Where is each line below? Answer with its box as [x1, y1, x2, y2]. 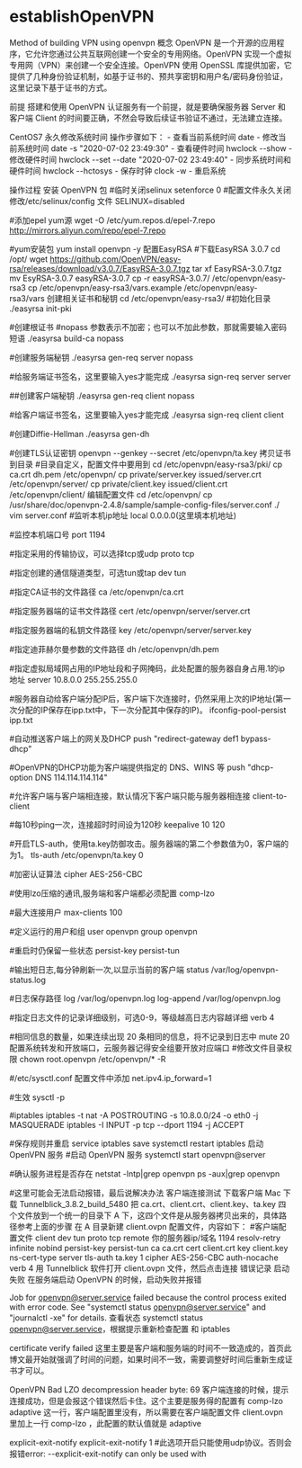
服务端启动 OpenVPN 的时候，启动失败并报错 [34, 1274, 202, 1284]
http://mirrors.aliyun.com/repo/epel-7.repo [9, 225, 166, 236]
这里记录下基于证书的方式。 [9, 82, 112, 93]
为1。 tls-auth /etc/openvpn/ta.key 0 [9, 849, 144, 860]
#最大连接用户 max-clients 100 [9, 907, 123, 917]
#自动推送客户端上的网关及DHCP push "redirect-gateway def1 [9, 733, 239, 744]
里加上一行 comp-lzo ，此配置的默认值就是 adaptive [9, 1418, 202, 1428]
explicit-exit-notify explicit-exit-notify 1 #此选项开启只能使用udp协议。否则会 [9, 1437, 292, 1447]
